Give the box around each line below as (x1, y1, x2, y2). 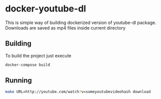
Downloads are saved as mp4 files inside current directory (5, 24, 126, 30)
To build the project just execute (5, 52, 71, 58)
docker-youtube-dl (5, 3, 86, 14)
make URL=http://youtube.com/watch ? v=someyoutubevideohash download (5, 89, 151, 94)
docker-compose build (5, 62, 50, 67)
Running (5, 76, 32, 85)
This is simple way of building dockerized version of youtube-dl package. (5, 19, 156, 25)
